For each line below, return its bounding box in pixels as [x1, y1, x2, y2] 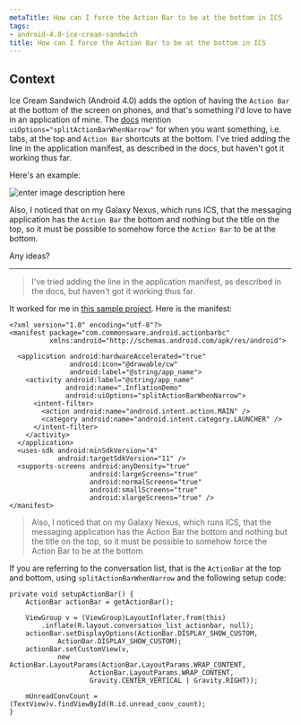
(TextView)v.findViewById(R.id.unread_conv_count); [9, 700, 206, 709]
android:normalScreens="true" [89, 477, 202, 487]
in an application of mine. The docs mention [9, 114, 172, 126]
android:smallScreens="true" [89, 485, 199, 494]
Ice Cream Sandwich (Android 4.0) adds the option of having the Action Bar [9, 95, 290, 106]
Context [9, 71, 56, 86]
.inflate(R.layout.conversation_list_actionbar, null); [41, 621, 254, 631]
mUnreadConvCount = [25, 692, 99, 701]
